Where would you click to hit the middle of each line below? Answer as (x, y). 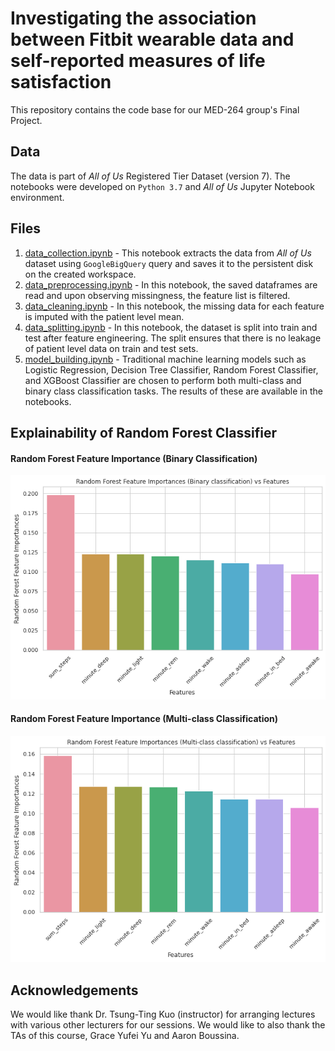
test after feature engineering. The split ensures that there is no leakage (173, 338)
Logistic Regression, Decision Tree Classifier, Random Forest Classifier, (171, 369)
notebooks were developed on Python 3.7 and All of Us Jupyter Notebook (162, 186)
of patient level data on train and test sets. (111, 348)
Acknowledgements (74, 990)
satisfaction (61, 82)
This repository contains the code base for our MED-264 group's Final (155, 109)
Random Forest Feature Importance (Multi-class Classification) (144, 719)
